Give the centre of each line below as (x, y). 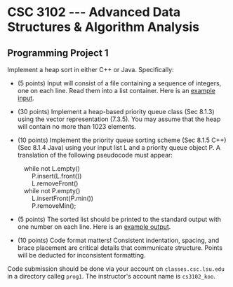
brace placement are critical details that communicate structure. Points (120, 248)
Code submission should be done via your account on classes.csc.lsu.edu (116, 269)
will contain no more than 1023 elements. (77, 126)
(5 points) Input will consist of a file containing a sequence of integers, (119, 83)
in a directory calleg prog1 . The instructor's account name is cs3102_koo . (112, 276)
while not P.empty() (52, 191)
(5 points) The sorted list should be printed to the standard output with (119, 219)
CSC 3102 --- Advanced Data (94, 12)
